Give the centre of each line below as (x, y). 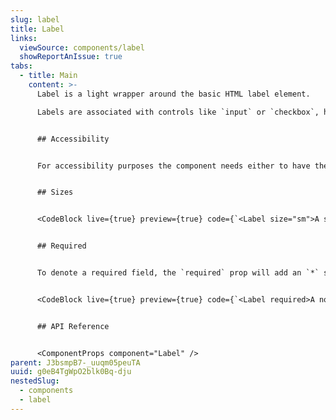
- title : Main (48, 76)
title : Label (37, 29)
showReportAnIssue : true (71, 57)
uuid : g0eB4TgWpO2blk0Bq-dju (71, 372)
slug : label (35, 19)
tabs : (21, 66)
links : (24, 38)
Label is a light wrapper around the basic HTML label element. (173, 94)
